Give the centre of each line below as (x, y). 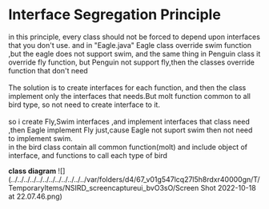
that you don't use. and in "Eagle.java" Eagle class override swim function (130, 45)
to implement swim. (41, 138)
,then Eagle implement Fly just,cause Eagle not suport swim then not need (130, 130)
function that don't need (48, 70)
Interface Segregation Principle (115, 15)
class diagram (32, 171)
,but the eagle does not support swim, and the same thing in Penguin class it (134, 53)
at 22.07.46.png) (35, 196)
